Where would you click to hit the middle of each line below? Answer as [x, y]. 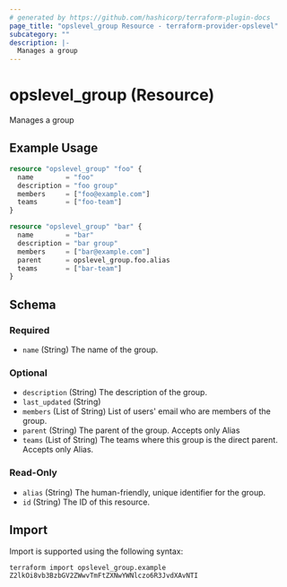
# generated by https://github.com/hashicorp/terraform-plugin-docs [140, 17]
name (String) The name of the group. [90, 350]
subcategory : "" [39, 34]
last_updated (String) [61, 402]
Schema [33, 304]
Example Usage [54, 148]
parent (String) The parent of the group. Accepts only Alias [131, 430]
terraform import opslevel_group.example [88, 568]
